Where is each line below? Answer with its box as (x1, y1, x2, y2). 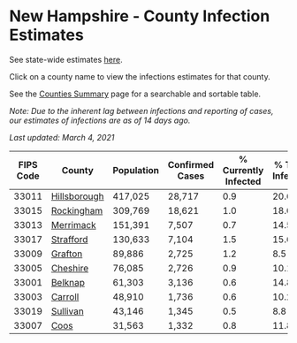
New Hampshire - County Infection (9, 6, 270, 27)
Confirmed (167, 158, 215, 171)
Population (112, 164, 159, 176)
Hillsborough (50, 190, 104, 202)
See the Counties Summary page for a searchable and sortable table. (9, 88, 262, 99)
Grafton (50, 248, 83, 260)
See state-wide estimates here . (9, 54, 123, 65)
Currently (222, 164, 264, 176)
